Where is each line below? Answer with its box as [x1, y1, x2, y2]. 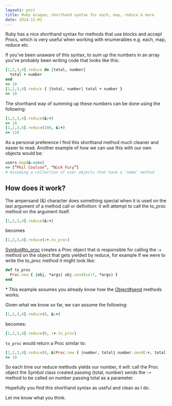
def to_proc [5, 268, 31, 273]
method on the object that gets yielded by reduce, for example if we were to [5, 252, 166, 258]
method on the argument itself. [5, 208, 70, 214]
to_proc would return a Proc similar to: [5, 340, 86, 346]
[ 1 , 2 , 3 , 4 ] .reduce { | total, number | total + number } [5, 86, 123, 91]
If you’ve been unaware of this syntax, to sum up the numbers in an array [5, 52, 160, 58]
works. [5, 292, 20, 298]
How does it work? [5, 184, 66, 193]
